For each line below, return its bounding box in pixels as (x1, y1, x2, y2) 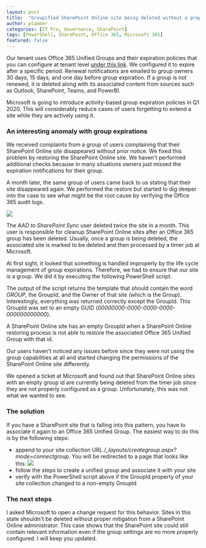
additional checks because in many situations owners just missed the (6, 161, 181, 168)
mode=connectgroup (15, 452, 69, 460)
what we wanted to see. (6, 392, 67, 399)
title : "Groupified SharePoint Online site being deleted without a (6, 15, 188, 21)
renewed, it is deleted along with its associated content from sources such (6, 80, 194, 88)
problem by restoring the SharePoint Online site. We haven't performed (6, 154, 186, 161)
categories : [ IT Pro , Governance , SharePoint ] (6, 26, 128, 32)
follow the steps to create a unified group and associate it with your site (15, 466, 196, 474)
